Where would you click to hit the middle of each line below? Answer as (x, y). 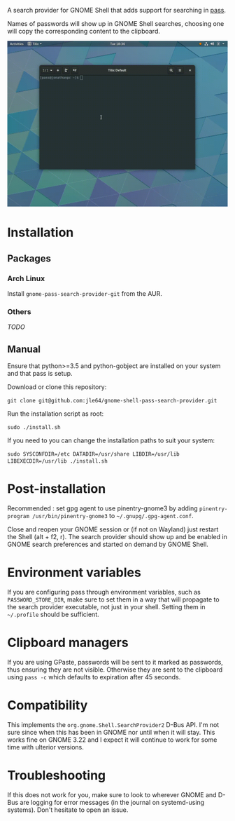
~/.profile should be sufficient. (53, 614)
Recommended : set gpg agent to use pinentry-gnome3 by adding (102, 508)
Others (19, 311)
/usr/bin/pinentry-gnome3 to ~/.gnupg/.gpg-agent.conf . (113, 515)
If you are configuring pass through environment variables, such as (104, 592)
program (19, 516)
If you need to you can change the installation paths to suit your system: (111, 440)
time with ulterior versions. (45, 747)
